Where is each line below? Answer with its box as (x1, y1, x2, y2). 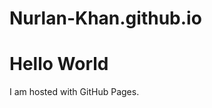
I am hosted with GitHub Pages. (9, 86, 140, 98)
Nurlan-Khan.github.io (9, 7, 202, 30)
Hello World (9, 53, 109, 76)
